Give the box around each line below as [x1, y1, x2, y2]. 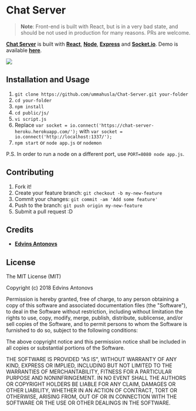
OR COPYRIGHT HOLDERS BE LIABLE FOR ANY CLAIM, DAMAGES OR [6, 381, 176, 388]
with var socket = [79, 127, 123, 135]
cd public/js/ [14, 110, 49, 116]
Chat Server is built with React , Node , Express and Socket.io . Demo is [6, 40, 178, 47]
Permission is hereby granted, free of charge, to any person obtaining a [6, 295, 179, 303]
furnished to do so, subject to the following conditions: [6, 327, 138, 334]
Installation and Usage [6, 74, 90, 85]
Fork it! [14, 183, 32, 190]
